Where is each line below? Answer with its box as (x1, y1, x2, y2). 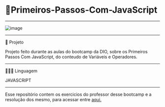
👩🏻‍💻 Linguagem (5, 68, 38, 74)
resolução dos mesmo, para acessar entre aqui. (5, 96, 102, 102)
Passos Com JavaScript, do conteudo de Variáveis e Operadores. (5, 54, 137, 60)
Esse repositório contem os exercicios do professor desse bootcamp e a (5, 91, 152, 97)
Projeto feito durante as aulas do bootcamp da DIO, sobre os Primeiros (5, 48, 148, 54)
